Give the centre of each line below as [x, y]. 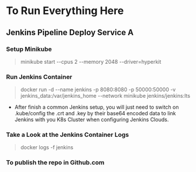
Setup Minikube [29, 49]
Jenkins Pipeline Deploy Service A [70, 32]
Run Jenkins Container [39, 77]
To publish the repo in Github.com [55, 163]
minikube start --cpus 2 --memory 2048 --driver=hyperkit [91, 61]
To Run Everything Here [65, 11]
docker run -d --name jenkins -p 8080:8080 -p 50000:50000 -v [98, 90]
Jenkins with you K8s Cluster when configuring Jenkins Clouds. [92, 120]
